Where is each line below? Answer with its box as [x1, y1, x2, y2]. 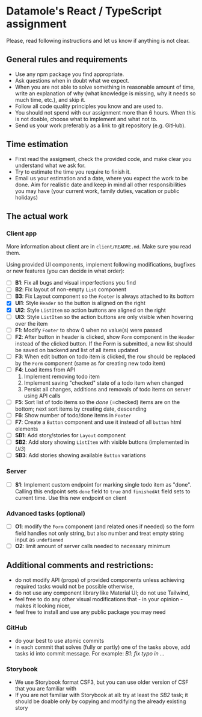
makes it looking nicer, [14, 602, 71, 609]
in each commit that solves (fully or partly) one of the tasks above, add [14, 643, 191, 651]
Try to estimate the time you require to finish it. [14, 168, 131, 175]
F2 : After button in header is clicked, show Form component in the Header [14, 333, 195, 340]
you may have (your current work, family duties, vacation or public [14, 187, 180, 194]
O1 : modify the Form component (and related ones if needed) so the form [14, 523, 195, 530]
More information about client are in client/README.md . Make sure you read [6, 243, 192, 250]
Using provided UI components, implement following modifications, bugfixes [6, 261, 196, 268]
